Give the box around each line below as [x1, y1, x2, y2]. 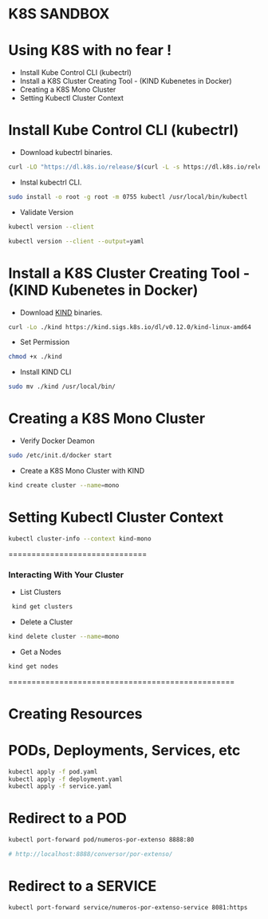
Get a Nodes [19, 647, 61, 656]
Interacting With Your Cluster [8, 568, 124, 580]
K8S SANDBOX [8, 5, 110, 23]
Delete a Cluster [19, 616, 73, 627]
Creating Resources [8, 704, 143, 723]
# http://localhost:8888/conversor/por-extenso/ [8, 850, 173, 858]
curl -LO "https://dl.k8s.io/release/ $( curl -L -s [8, 163, 180, 172]
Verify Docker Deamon [19, 436, 96, 446]
